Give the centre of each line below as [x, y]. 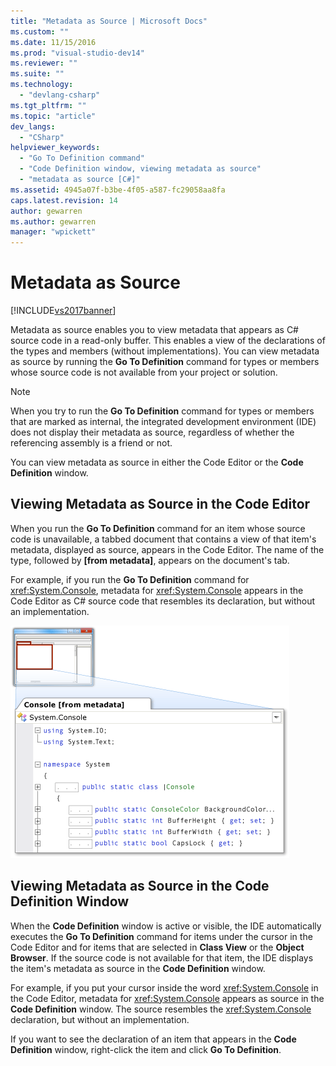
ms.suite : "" [37, 74]
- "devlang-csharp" [60, 95]
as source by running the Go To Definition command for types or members [165, 362]
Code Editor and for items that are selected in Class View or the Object [157, 947]
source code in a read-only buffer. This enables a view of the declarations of [168, 341]
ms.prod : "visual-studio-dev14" [77, 53]
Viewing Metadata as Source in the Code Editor [160, 504]
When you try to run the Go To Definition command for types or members [162, 411]
